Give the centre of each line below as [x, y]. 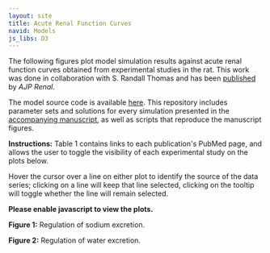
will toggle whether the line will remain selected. [89, 193]
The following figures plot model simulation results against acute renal [125, 61]
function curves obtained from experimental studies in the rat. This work [129, 70]
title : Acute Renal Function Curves [70, 23]
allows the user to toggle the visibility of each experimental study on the [129, 152]
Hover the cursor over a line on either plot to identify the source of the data [133, 176]
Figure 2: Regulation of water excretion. [75, 241]
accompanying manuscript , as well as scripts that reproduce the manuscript [135, 120]
